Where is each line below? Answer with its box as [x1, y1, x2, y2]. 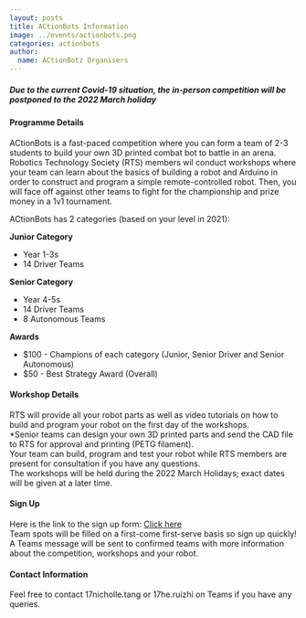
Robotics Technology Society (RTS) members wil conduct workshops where [9, 156, 297, 167]
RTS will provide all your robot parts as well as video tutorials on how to [9, 409, 279, 421]
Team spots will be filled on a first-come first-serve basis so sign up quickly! [9, 527, 297, 539]
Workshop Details [9, 389, 79, 400]
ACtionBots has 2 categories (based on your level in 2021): [9, 213, 230, 224]
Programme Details [9, 116, 84, 128]
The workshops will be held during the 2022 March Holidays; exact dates [9, 467, 285, 478]
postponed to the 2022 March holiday [9, 93, 157, 105]
